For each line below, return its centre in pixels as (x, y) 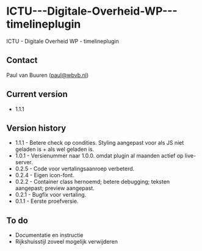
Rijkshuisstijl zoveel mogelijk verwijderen (66, 242)
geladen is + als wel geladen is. (55, 149)
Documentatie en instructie (49, 235)
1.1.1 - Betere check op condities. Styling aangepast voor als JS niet (99, 143)
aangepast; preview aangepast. (55, 188)
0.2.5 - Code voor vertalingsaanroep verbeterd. (75, 169)
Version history (36, 128)
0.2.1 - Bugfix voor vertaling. (51, 195)
